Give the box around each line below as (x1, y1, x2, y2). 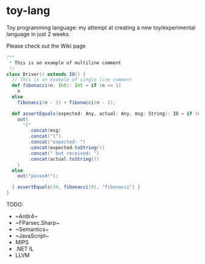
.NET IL (15, 245, 34, 252)
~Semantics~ (15, 226, 49, 233)
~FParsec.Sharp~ (15, 219, 60, 227)
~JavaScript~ (15, 232, 49, 240)
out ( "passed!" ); (17, 173, 59, 179)
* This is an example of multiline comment (9, 59, 121, 66)
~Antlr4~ (15, 213, 38, 220)
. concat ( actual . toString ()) (28, 156, 99, 162)
